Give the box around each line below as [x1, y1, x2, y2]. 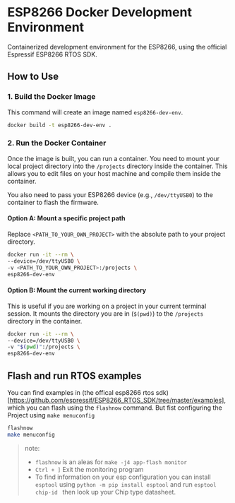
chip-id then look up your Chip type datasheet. [35, 487, 176, 496]
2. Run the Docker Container [7, 138, 107, 148]
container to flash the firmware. [7, 198, 99, 206]
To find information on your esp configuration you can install [35, 473, 211, 481]
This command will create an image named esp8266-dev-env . [7, 107, 183, 117]
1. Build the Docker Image [7, 92, 96, 102]
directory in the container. [7, 316, 83, 325]
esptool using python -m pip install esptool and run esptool [35, 480, 217, 488]
